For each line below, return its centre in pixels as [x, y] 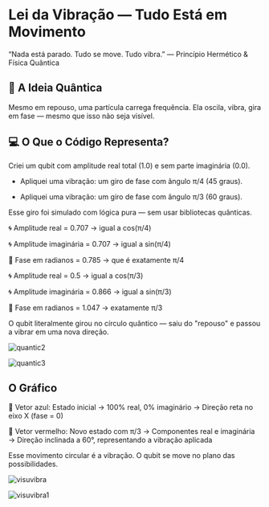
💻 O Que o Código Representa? [89, 142]
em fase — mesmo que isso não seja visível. [82, 116]
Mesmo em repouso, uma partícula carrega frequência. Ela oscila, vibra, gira [135, 107]
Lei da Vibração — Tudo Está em [118, 15]
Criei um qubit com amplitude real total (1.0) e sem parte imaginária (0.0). [129, 166]
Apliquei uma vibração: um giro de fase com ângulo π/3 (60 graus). [131, 196]
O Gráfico [33, 388]
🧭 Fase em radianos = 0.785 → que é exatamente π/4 [96, 260]
